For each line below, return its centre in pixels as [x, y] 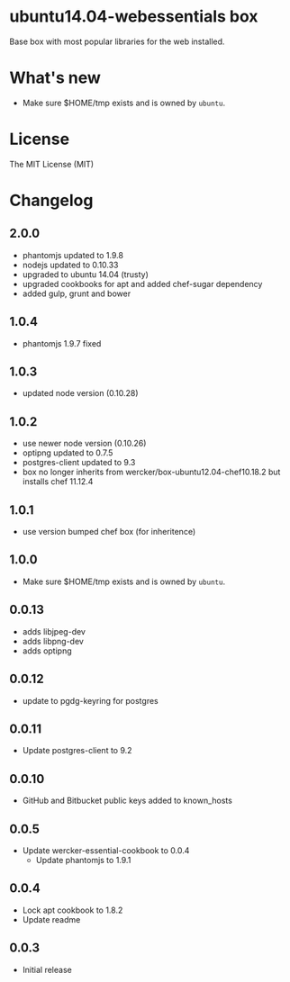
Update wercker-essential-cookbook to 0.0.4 [106, 850]
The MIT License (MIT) [52, 164]
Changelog [51, 201]
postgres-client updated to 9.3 [79, 463]
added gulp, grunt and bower [77, 293]
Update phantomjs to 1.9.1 [83, 860]
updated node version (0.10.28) [80, 393]
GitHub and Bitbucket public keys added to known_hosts [127, 801]
